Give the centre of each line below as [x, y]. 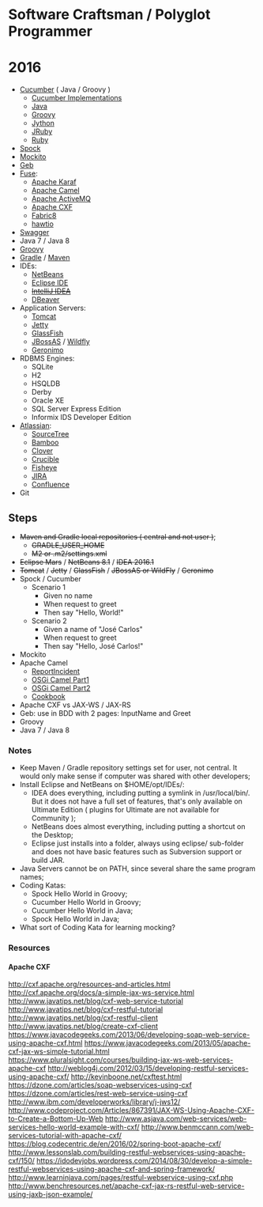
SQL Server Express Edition [76, 409]
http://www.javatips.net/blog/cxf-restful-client [83, 1018]
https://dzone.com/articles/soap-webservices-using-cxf [100, 1085]
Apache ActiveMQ [61, 199]
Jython [43, 123]
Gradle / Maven [45, 258]
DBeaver [45, 300]
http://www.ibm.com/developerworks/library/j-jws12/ [94, 1102]
